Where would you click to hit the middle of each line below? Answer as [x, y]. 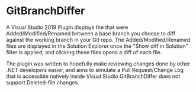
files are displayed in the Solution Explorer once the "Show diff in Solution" [97, 46]
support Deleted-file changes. [43, 82]
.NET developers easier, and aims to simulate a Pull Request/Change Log [95, 70]
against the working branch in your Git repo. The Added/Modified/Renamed [98, 40]
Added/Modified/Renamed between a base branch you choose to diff [91, 33]
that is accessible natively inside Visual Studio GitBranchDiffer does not [93, 76]
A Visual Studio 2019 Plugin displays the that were [67, 27]
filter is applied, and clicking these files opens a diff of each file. [84, 52]
